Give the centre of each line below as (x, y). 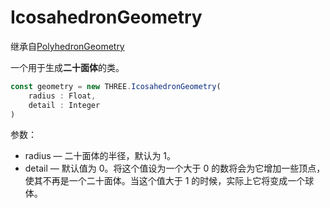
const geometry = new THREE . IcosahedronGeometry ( (116, 86)
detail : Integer (64, 105)
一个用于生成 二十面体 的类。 (67, 67)
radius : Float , (62, 96)
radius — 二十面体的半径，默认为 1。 (100, 156)
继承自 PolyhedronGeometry (67, 46)
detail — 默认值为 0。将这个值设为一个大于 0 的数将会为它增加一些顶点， (175, 168)
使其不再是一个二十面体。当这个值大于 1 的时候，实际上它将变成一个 (165, 181)
